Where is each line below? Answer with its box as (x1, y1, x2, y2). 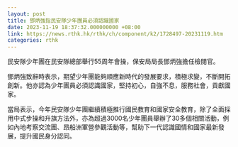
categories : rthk (7, 37, 59, 44)
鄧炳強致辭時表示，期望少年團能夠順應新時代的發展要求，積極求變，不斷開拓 (7, 72, 231, 81)
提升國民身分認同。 (19, 132, 76, 141)
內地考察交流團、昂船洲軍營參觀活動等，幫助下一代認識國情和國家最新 (13, 123, 218, 131)
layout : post (7, 10, 46, 18)
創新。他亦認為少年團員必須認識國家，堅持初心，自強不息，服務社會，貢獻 (7, 81, 225, 89)
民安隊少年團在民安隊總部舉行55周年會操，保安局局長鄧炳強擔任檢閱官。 (7, 58, 220, 66)
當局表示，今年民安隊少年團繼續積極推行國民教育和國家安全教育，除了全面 (7, 105, 225, 114)
